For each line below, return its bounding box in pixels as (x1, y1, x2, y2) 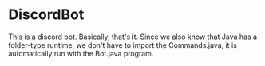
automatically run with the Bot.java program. (8, 49, 154, 58)
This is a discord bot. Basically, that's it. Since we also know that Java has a (8, 32, 258, 41)
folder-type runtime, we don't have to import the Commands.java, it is (8, 40, 237, 49)
